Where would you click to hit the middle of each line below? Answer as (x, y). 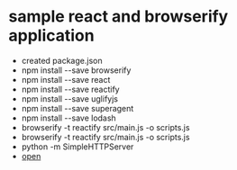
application (52, 36)
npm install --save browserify (76, 70)
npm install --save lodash (68, 118)
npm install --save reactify (70, 89)
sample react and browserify (118, 17)
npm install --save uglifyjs (70, 98)
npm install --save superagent (77, 108)
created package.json (62, 60)
